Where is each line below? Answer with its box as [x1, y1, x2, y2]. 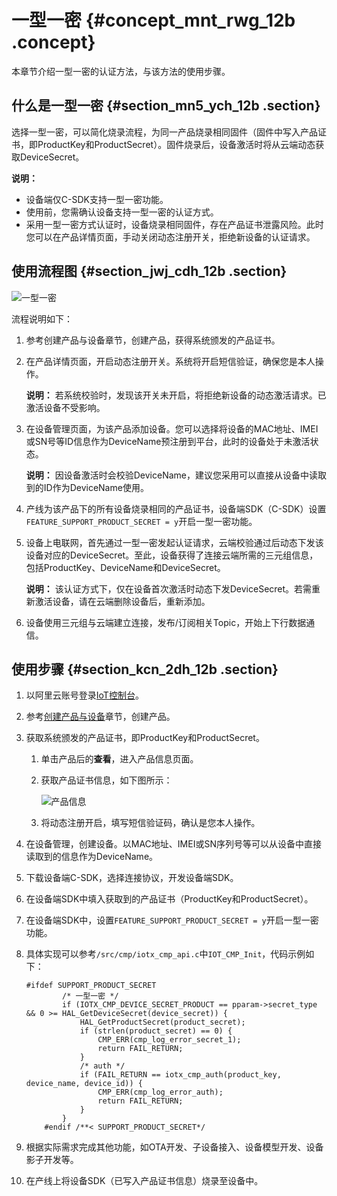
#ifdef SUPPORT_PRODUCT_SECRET [25, 981, 157, 991]
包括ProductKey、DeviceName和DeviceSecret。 [25, 561, 226, 573]
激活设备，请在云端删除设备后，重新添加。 [34, 595, 211, 607]
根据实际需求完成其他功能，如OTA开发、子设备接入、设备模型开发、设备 [25, 1141, 324, 1153]
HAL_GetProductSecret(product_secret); [79, 1017, 246, 1028]
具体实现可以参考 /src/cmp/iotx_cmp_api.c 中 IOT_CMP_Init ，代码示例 [25, 948, 306, 960]
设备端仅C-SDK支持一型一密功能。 [25, 193, 169, 205]
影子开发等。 [25, 1154, 79, 1166]
